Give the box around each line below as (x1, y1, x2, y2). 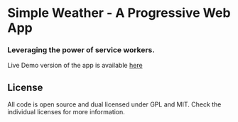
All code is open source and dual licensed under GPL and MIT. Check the (7, 100, 222, 109)
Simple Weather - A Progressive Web (7, 5, 231, 21)
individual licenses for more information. (7, 108, 126, 116)
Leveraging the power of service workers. (7, 45, 155, 55)
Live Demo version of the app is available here (7, 61, 144, 70)
